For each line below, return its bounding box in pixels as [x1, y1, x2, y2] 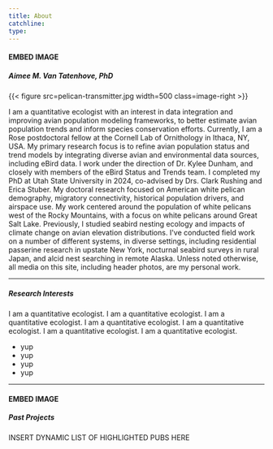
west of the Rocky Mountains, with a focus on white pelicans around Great [8, 210, 258, 220]
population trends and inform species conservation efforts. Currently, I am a [8, 123, 262, 134]
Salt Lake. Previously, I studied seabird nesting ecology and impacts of [8, 218, 245, 228]
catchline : [8, 19, 45, 28]
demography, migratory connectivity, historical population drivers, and [8, 192, 245, 203]
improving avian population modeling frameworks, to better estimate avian [8, 115, 258, 125]
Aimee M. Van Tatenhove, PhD [8, 71, 114, 80]
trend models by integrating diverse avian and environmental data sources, [8, 149, 259, 159]
